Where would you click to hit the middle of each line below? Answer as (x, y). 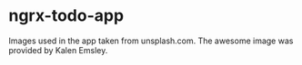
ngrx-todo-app (66, 16)
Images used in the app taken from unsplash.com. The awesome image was (151, 41)
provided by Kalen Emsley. (58, 50)
